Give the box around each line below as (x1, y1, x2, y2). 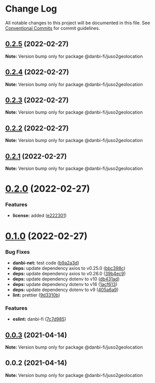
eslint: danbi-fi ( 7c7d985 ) (12, 316, 67, 322)
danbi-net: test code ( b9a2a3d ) (12, 260, 79, 266)
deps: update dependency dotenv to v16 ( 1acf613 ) (12, 281, 118, 287)
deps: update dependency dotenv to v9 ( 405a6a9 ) (12, 286, 119, 293)
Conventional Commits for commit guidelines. (5, 25, 100, 31)
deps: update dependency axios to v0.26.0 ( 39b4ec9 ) (12, 270, 126, 276)
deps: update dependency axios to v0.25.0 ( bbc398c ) (12, 265, 126, 271)
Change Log (5, 3, 57, 15)
